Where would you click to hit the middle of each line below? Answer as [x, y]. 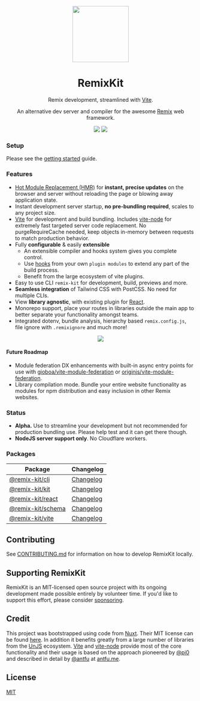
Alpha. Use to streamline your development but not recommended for [101, 426]
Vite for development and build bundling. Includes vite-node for [93, 219]
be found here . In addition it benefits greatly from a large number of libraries [100, 639]
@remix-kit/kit [30, 489]
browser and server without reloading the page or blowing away [94, 193]
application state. [36, 200]
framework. [101, 117]
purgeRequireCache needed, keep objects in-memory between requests [104, 232]
